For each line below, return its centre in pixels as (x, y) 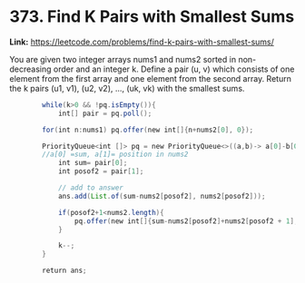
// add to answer (91, 188)
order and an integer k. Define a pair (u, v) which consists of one (174, 69)
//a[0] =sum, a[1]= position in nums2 (115, 155)
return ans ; (65, 271)
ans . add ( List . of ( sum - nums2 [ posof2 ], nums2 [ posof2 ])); (162, 196)
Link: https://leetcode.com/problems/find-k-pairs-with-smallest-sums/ (142, 42)
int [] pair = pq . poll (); (105, 113)
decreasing (30, 69)
